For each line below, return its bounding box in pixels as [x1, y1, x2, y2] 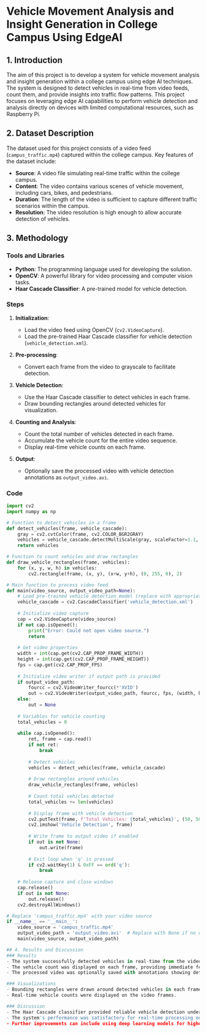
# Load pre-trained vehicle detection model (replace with [17, 593, 172, 600]
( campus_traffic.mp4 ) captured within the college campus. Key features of [6, 151, 194, 158]
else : [17, 696, 32, 702]
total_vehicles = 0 [17, 719, 67, 725]
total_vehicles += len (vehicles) [28, 799, 114, 805]
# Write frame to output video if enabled [28, 833, 139, 839]
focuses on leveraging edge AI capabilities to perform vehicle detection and [6, 97, 198, 104]
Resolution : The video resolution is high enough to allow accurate [15, 208, 182, 216]
